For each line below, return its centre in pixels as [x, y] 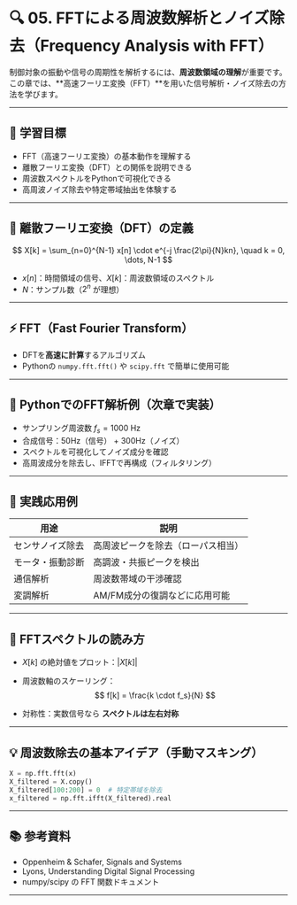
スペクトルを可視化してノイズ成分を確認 [95, 452]
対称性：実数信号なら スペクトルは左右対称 [100, 714]
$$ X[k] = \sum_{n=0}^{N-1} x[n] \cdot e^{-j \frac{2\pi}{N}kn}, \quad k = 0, [148, 250]
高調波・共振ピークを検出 [147, 562]
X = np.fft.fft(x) [43, 774]
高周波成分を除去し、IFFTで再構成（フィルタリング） [119, 462]
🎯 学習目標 [38, 133]
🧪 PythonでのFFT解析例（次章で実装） [115, 405]
